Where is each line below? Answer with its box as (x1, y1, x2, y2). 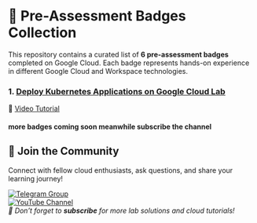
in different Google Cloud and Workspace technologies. (8, 66, 189, 75)
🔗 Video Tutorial (8, 104, 61, 113)
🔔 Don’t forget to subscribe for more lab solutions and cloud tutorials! (8, 206, 235, 215)
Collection (8, 24, 77, 42)
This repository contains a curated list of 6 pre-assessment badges (8, 49, 229, 59)
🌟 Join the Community (8, 144, 119, 158)
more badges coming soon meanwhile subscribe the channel (8, 122, 212, 131)
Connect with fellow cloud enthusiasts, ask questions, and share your (8, 165, 233, 175)
